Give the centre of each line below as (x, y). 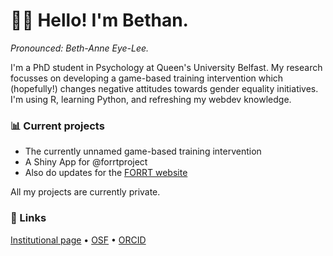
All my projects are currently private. (85, 192)
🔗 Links (28, 218)
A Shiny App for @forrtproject (86, 162)
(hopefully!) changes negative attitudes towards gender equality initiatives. (164, 88)
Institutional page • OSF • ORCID (78, 240)
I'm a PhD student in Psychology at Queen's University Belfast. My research (166, 67)
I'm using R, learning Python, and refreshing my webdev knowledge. (151, 99)
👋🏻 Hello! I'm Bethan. (99, 20)
